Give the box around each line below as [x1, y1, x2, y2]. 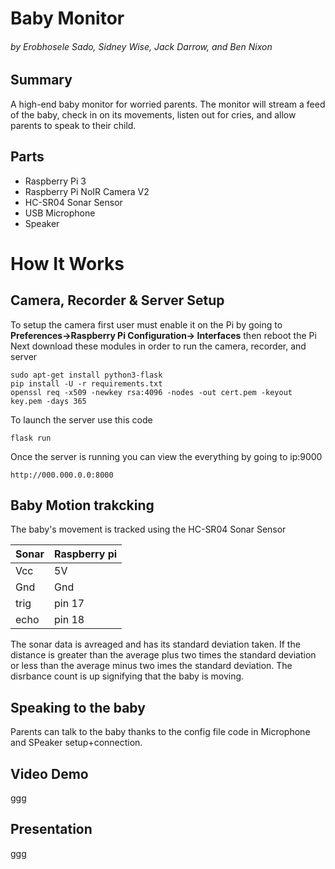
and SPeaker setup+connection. [10, 737, 143, 749]
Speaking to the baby [10, 699, 146, 716]
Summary [10, 72, 73, 89]
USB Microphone [24, 207, 96, 219]
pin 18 [54, 613, 85, 627]
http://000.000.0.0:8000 [10, 470, 114, 480]
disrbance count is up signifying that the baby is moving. [10, 670, 245, 682]
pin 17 [54, 597, 85, 611]
